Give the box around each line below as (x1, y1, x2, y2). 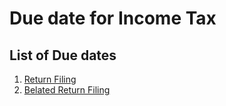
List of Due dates (9, 47, 117, 64)
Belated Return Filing (23, 84, 111, 96)
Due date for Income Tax (9, 7, 217, 30)
